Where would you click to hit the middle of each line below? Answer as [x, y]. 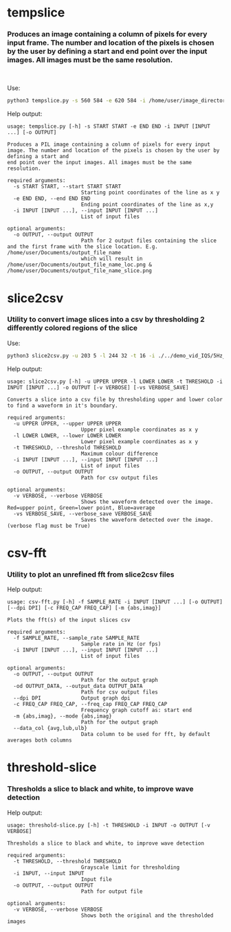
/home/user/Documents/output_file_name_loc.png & [80, 265]
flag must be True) [63, 526]
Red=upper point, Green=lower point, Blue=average [81, 508]
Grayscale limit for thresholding [130, 867]
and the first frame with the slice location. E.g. [82, 247]
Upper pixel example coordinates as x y [139, 430]
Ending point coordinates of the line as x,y [147, 205]
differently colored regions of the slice [73, 328]
